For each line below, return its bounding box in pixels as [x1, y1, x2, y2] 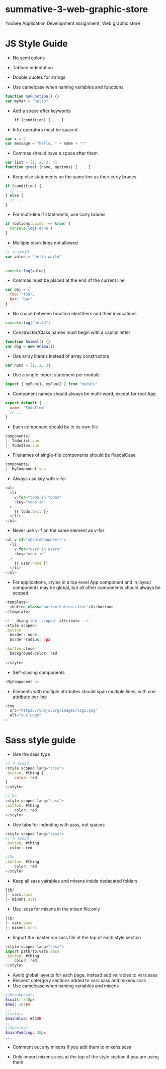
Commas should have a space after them [12, 150, 98, 156]
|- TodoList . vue [5, 438, 39, 443]
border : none [10, 633, 37, 638]
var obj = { [5, 287, 30, 293]
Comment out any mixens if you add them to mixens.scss [12, 1044, 132, 1050]
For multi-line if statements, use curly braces [12, 211, 106, 218]
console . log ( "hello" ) [5, 320, 51, 325]
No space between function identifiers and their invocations [12, 310, 137, 316]
